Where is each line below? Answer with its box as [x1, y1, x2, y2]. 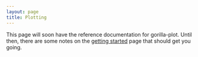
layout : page [6, 8, 39, 15]
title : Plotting [6, 14, 47, 20]
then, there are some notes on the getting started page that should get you [6, 37, 191, 44]
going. [6, 43, 22, 51]
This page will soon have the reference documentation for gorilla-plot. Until [6, 31, 192, 38]
